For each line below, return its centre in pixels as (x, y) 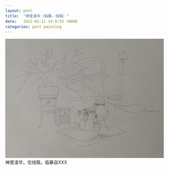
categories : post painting (33, 27)
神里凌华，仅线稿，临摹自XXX (36, 162)
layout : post (19, 11)
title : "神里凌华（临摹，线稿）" (37, 16)
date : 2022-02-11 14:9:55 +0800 (41, 21)
